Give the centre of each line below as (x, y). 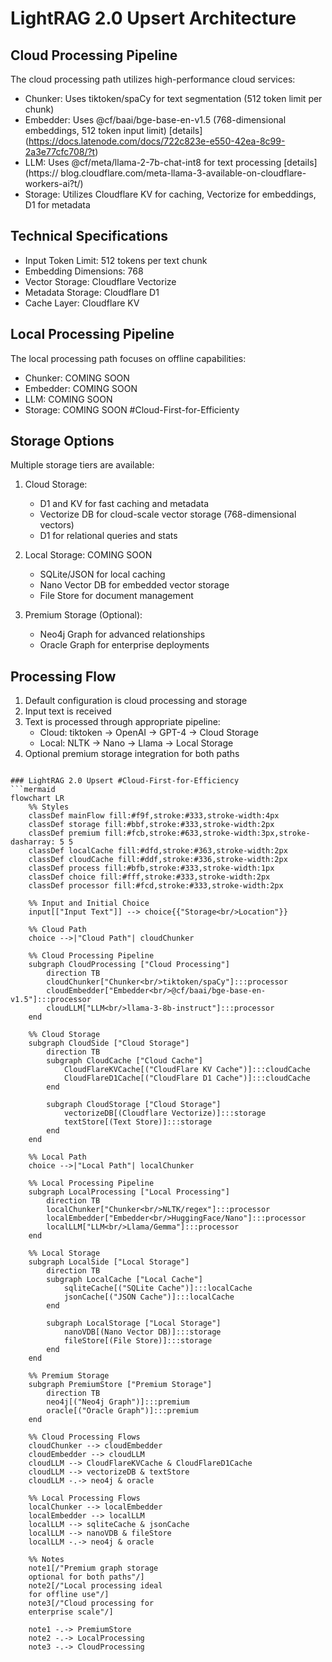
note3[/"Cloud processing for (91, 1603)
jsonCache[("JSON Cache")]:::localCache (149, 1297)
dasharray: (33, 842)
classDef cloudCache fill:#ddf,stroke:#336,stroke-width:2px (158, 860)
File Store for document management (116, 596)
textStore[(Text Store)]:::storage (138, 1122)
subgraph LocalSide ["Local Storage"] (109, 1262)
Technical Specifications (89, 236)
